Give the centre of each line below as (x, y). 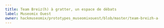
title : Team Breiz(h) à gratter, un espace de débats (61, 9)
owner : (12, 18)
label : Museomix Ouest (28, 14)
